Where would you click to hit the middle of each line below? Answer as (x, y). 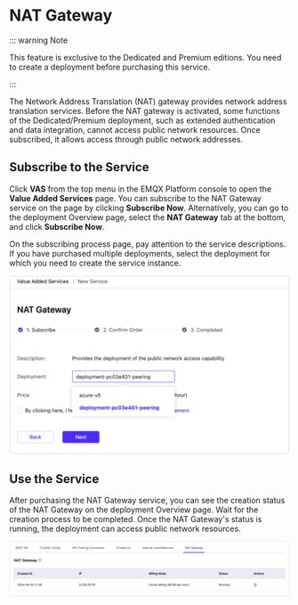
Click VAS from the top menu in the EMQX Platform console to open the (141, 189)
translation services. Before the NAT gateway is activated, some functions (145, 110)
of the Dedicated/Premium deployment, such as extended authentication (142, 120)
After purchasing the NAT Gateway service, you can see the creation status (147, 501)
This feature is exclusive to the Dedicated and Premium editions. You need (145, 57)
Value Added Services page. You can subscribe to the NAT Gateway (136, 198)
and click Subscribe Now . (57, 226)
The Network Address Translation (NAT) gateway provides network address (148, 101)
